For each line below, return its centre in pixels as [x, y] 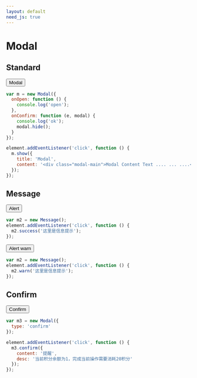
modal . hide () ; [34, 127]
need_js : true [23, 17]
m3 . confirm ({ [27, 348]
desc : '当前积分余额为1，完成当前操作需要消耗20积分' [75, 359]
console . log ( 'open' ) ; [43, 105]
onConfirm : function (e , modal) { [53, 116]
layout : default [26, 11]
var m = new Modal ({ [31, 94]
